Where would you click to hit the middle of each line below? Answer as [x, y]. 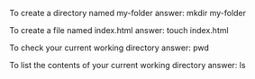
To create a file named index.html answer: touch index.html [119, 30]
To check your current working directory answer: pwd [109, 48]
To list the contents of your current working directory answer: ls [127, 65]
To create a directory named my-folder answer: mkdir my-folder [127, 13]
